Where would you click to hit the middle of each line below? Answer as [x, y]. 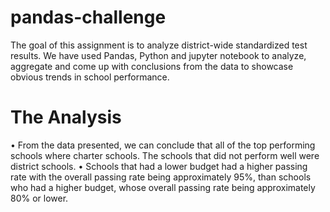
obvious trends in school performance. [90, 77]
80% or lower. [39, 198]
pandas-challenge [88, 17]
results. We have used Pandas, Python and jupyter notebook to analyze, [158, 55]
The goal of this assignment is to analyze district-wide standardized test [159, 45]
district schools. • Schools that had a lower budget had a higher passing [159, 166]
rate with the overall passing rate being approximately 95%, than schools [161, 177]
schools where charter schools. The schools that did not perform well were [165, 155]
